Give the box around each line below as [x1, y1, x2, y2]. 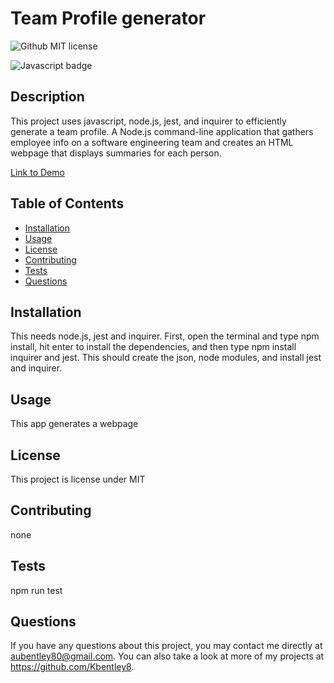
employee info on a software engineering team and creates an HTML [10, 136, 294, 148]
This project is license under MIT [10, 473, 146, 485]
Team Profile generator [10, 7, 207, 30]
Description [10, 88, 85, 106]
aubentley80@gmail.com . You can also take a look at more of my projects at [10, 650, 325, 662]
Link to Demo [10, 166, 65, 178]
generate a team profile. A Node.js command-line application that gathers [10, 125, 314, 137]
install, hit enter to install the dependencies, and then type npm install [10, 341, 297, 353]
